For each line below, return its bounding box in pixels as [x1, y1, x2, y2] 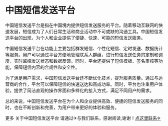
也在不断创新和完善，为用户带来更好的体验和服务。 [13, 104, 119, 110]
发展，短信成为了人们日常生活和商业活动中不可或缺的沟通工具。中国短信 [9, 28, 158, 34]
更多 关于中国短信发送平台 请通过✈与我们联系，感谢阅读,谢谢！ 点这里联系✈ [5, 115, 161, 121]
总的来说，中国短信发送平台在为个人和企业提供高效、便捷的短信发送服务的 [5, 98, 158, 104]
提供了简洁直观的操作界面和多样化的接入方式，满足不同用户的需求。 [13, 87, 154, 93]
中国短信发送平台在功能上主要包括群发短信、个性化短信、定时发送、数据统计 [5, 45, 163, 51]
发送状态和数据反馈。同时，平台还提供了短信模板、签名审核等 [31, 58, 158, 64]
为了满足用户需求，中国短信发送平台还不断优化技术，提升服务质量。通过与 [5, 75, 158, 81]
